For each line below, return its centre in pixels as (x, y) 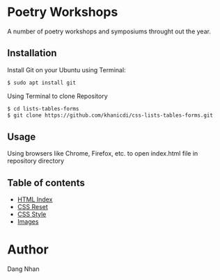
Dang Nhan (23, 269)
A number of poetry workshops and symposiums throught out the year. (109, 31)
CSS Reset (33, 207)
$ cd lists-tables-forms (43, 108)
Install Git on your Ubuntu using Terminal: (67, 69)
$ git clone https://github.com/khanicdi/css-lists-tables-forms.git (110, 115)
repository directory (36, 161)
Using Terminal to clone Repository (57, 96)
